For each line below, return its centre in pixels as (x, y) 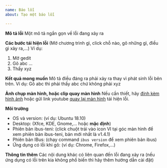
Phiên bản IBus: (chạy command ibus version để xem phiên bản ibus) (84, 139)
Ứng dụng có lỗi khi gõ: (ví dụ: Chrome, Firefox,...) (64, 145)
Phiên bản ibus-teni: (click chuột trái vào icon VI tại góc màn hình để (83, 129)
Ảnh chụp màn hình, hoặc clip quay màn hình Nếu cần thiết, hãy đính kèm (82, 93)
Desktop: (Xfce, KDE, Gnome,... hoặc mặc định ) (62, 123)
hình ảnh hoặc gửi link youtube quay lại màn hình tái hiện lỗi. (67, 99)
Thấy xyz (22, 69)
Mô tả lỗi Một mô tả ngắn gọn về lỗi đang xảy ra (54, 33)
